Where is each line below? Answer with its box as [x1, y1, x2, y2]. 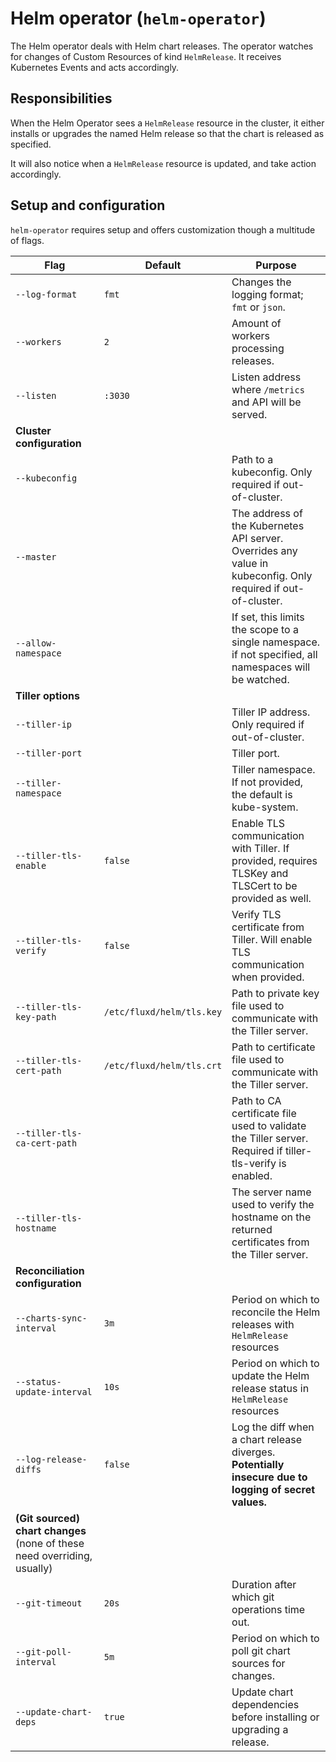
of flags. [10, 234, 45, 246]
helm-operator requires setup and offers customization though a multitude [10, 223, 316, 236]
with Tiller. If [231, 841, 290, 855]
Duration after [231, 1577, 297, 1591]
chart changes [15, 1523, 87, 1537]
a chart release [231, 1432, 302, 1446]
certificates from [231, 1235, 310, 1249]
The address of [231, 506, 303, 520]
